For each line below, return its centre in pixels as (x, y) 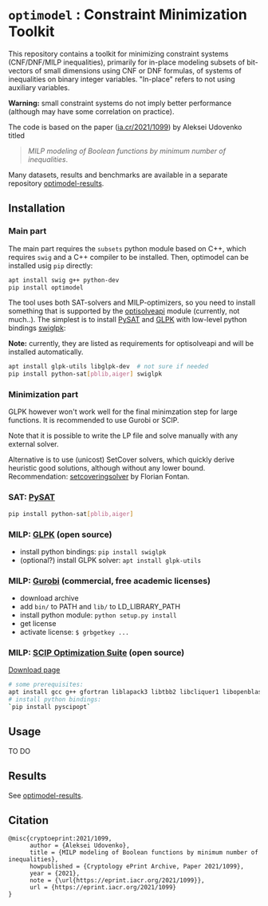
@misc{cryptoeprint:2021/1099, (60, 839)
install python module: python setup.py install (98, 615)
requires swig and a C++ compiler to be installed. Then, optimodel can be (128, 257)
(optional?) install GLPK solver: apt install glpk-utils (110, 560)
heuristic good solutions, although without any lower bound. (107, 468)
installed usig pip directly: (51, 266)
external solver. (33, 444)
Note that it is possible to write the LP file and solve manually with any (123, 435)
